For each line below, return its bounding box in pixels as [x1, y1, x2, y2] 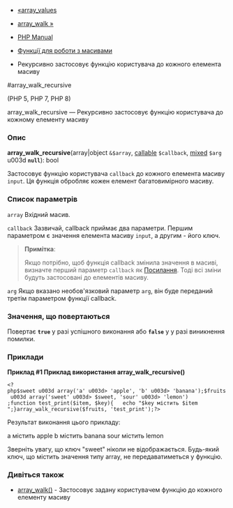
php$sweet [7, 387, 36, 395]
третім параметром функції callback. [7, 294, 117, 302]
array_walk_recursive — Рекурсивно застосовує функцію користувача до [7, 108, 224, 116]
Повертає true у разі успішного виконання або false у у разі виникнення [7, 327, 225, 336]
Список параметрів [7, 195, 78, 204]
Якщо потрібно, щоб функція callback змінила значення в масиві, [24, 258, 218, 267]
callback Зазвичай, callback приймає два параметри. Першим [7, 223, 193, 232]
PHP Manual [17, 33, 54, 41]
